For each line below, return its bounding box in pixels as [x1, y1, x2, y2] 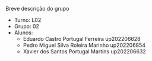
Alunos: [14, 29, 33, 36]
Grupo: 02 [14, 23, 40, 30]
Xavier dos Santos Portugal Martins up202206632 [23, 48, 146, 55]
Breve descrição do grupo [5, 5, 69, 12]
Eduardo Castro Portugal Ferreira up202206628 [23, 36, 141, 42]
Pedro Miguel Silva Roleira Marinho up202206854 [23, 41, 146, 49]
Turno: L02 [14, 17, 42, 23]
